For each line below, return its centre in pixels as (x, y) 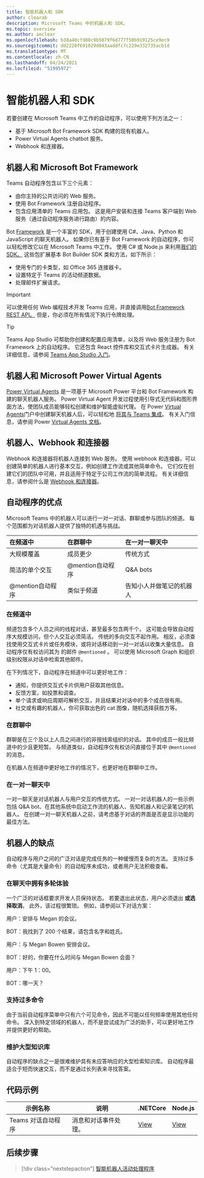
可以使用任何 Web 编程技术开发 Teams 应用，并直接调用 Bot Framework (96, 307)
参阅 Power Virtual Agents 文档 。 (63, 421)
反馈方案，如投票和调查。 (47, 692)
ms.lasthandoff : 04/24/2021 (42, 63)
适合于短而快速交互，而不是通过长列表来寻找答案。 (70, 1069)
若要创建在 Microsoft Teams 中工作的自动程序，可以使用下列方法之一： (95, 118)
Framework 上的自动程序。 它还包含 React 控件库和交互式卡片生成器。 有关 (100, 347)
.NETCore (152, 1108)
